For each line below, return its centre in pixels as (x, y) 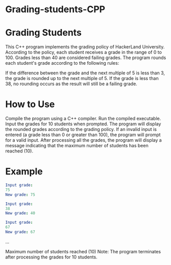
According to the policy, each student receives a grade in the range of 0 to (84, 52)
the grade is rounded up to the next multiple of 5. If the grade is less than (82, 78)
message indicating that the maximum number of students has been (77, 146)
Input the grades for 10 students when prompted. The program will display (83, 124)
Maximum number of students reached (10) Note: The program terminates (83, 251)
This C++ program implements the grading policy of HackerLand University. (85, 47)
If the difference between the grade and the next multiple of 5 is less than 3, (85, 73)
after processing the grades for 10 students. (52, 257)
